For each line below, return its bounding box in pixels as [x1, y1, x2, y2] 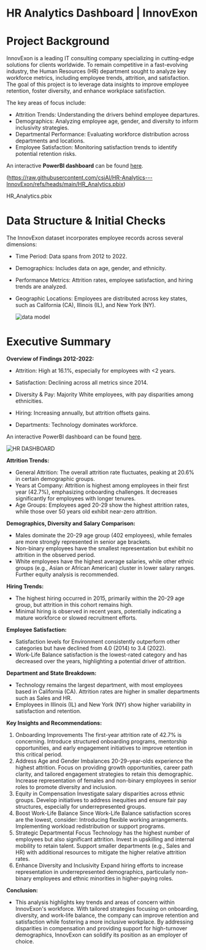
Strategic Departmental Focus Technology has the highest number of [15, 829, 190, 836]
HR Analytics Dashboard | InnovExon [6, 6, 198, 20]
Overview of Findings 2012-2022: [6, 355, 94, 362]
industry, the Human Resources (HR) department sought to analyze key [6, 68, 187, 75]
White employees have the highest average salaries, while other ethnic [15, 558, 194, 565]
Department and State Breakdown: [6, 669, 97, 677]
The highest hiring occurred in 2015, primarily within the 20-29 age [15, 594, 185, 602]
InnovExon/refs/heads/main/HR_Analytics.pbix [6, 181, 124, 188]
